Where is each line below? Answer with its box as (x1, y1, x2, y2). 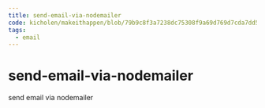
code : (8, 19, 26, 27)
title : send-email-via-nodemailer (8, 11, 122, 20)
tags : (8, 26, 26, 34)
